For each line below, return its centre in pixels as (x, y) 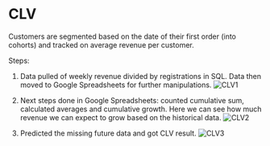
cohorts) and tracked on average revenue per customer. (102, 44)
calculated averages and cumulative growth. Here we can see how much (141, 109)
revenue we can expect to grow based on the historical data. (120, 117)
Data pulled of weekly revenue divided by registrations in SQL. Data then (141, 76)
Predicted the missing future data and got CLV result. (108, 133)
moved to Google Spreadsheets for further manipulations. (116, 85)
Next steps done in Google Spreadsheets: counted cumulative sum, (132, 100)
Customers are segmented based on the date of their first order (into (122, 36)
